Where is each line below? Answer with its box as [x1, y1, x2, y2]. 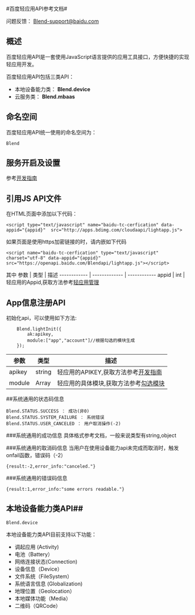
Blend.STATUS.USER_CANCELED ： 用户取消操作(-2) [6, 421, 122, 427]
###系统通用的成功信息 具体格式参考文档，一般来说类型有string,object [6, 432, 177, 439]
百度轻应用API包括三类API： [6, 73, 75, 80]
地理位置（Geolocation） [14, 587, 75, 594]
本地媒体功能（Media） [14, 594, 72, 602]
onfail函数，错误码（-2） [6, 452, 66, 459]
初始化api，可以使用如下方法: [6, 315, 77, 322]
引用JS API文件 [6, 193, 62, 203]
